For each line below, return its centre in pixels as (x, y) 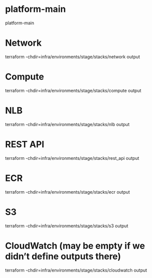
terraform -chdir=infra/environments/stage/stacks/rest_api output (72, 158)
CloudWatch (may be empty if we (75, 245)
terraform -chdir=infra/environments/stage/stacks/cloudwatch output (76, 270)
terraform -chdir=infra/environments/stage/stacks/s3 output (67, 226)
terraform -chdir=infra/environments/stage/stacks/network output (73, 57)
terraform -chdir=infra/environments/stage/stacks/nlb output (67, 124)
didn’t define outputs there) (63, 256)
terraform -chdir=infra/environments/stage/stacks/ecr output (68, 192)
